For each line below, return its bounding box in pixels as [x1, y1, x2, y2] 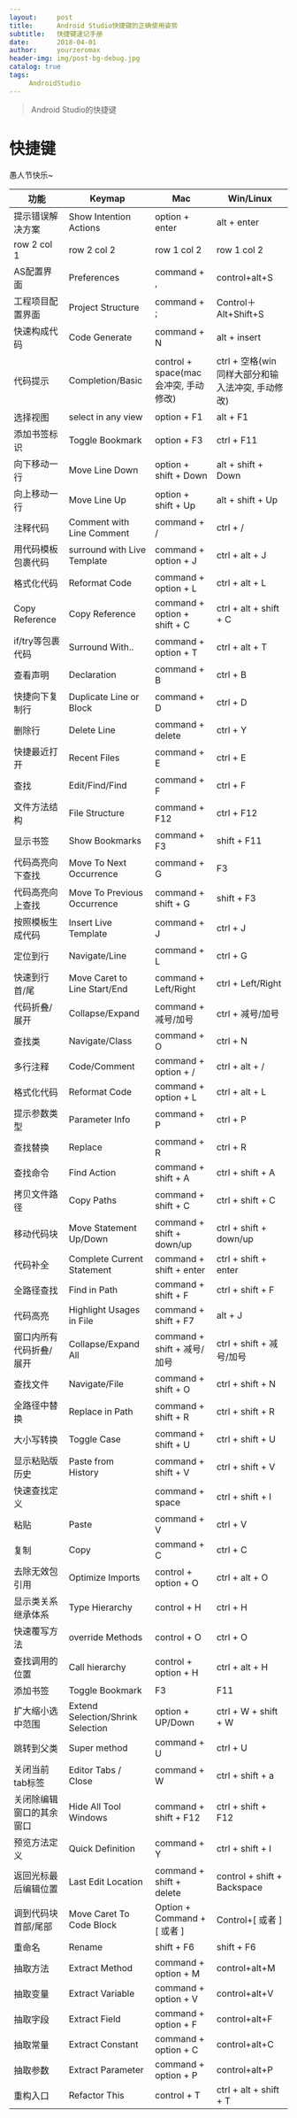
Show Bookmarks [68, 834, 142, 846]
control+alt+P [216, 2063, 274, 2076]
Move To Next [68, 856, 126, 868]
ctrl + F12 [216, 806, 258, 819]
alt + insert [216, 331, 262, 343]
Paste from [68, 1455, 115, 1467]
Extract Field [68, 2013, 121, 2025]
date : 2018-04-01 [9, 37, 97, 47]
